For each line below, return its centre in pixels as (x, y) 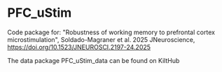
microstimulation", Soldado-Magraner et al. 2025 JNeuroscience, (101, 39)
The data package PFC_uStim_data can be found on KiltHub (93, 60)
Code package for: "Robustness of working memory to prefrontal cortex (111, 32)
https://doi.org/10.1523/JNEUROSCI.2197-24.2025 (79, 47)
